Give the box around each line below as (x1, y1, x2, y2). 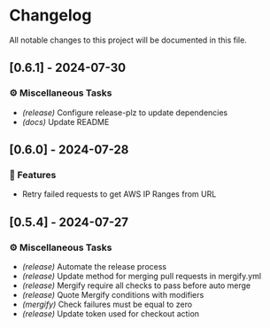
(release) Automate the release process (21, 262, 166, 271)
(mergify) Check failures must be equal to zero (21, 299, 193, 309)
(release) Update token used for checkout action (21, 308, 200, 319)
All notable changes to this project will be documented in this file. (9, 35, 248, 45)
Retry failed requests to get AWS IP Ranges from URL (21, 189, 217, 199)
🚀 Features (9, 168, 57, 181)
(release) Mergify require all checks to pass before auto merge (21, 280, 251, 291)
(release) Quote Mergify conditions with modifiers (21, 290, 204, 300)
